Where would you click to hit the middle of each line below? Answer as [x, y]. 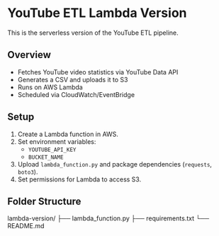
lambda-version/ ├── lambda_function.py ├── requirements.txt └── [108, 218]
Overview [29, 55]
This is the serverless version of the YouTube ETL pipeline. [93, 33]
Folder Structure [44, 201]
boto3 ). [28, 172]
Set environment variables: [57, 141]
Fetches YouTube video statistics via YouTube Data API [98, 72]
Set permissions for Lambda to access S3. [79, 179]
